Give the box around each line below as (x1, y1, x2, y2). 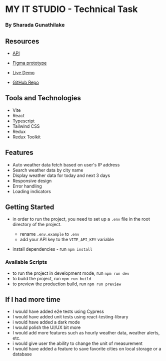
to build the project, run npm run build (12, 275, 91, 281)
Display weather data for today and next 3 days (12, 172, 110, 178)
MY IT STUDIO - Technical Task (5, 4, 138, 15)
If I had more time (5, 295, 61, 304)
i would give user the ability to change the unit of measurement (12, 340, 143, 346)
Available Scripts (5, 259, 47, 266)
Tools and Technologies (5, 94, 81, 102)
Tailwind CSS (12, 123, 40, 129)
